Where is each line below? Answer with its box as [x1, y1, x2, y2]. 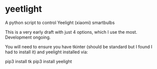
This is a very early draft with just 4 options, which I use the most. [5, 29, 137, 35]
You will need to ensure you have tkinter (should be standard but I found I [5, 44, 153, 49]
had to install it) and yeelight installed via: [5, 49, 88, 55]
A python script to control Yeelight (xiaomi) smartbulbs [5, 20, 115, 25]
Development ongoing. [5, 34, 51, 40]
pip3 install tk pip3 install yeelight [5, 58, 72, 64]
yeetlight [5, 3, 42, 15]
